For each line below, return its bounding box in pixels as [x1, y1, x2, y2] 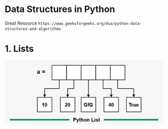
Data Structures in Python [5, 4, 115, 15]
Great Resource [5, 20, 37, 26]
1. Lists [5, 43, 34, 55]
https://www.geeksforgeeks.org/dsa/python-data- [38, 21, 142, 26]
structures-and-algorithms [5, 26, 61, 31]
